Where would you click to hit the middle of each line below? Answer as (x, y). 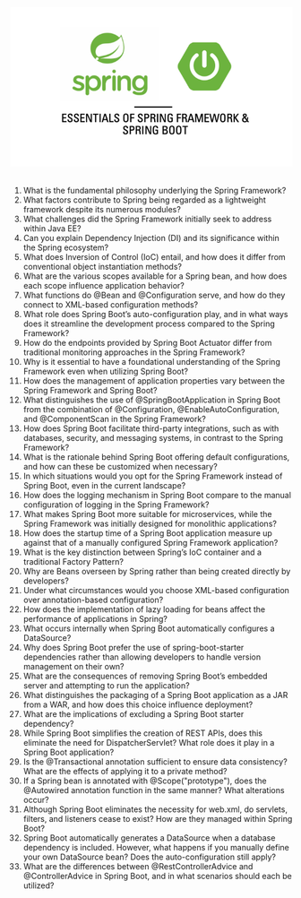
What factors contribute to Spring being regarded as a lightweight (145, 200)
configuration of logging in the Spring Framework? (116, 505)
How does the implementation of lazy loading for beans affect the (144, 609)
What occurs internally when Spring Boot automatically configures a (149, 628)
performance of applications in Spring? (95, 618)
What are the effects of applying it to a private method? (125, 771)
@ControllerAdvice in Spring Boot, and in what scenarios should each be (157, 876)
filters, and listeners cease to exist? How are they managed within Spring (158, 818)
